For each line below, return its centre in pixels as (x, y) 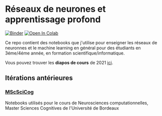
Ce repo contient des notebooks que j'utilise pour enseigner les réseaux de (81, 42)
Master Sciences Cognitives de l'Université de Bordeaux (62, 108)
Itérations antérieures (39, 78)
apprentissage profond (53, 19)
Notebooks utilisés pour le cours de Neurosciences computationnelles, (77, 103)
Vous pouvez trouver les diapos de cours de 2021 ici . (59, 62)
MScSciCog (19, 92)
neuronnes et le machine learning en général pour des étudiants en (73, 48)
